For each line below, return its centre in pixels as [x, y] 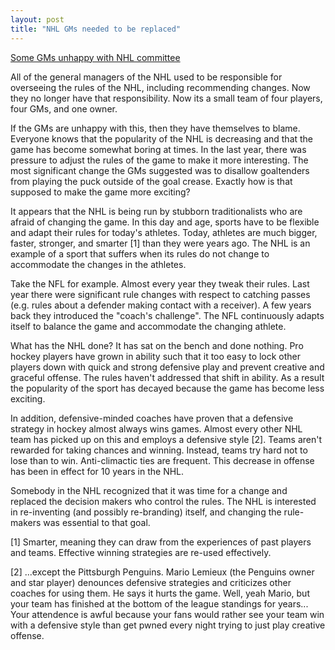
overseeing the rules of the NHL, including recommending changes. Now [160, 87]
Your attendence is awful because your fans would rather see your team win [167, 614]
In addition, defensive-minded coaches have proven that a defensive [152, 418]
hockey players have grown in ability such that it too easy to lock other [156, 356]
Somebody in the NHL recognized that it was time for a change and [149, 490]
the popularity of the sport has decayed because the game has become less [167, 388]
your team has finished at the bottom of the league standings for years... [159, 603]
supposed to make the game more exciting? [100, 192]
